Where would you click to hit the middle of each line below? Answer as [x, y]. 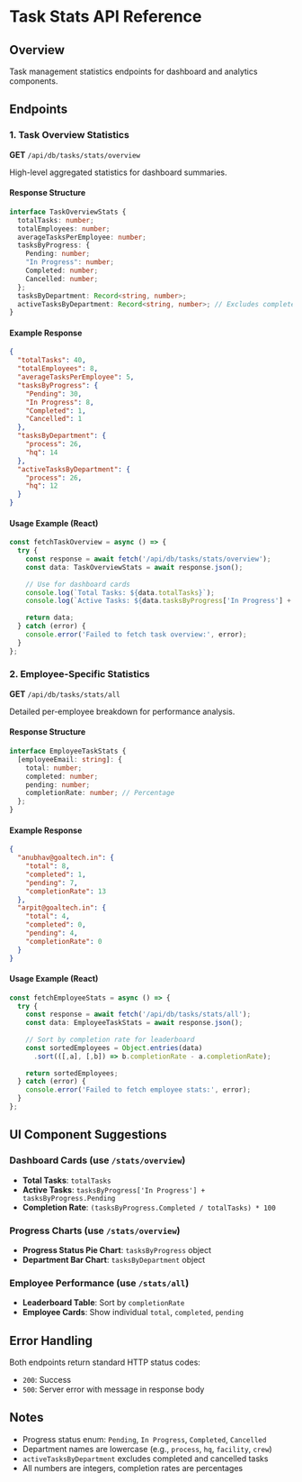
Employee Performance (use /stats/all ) [99, 1283]
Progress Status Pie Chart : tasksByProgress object [117, 1249]
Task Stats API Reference [106, 17]
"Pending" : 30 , [54, 394]
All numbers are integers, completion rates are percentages [133, 1468]
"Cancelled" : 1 [54, 419]
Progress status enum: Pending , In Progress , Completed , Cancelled [144, 1439]
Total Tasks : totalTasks [67, 1180]
